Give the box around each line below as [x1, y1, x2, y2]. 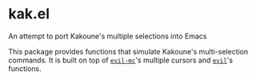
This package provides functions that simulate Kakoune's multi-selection [8, 46, 249, 56]
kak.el [8, 5, 50, 23]
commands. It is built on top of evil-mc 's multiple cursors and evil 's [8, 55, 234, 65]
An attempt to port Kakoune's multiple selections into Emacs [8, 31, 207, 41]
